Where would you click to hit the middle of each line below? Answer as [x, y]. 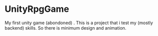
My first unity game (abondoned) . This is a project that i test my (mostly [79, 23]
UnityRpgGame [37, 9]
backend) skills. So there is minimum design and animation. [66, 28]
